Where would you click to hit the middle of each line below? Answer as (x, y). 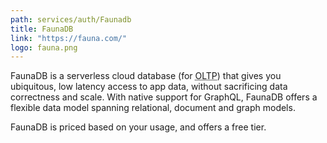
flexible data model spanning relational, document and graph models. (153, 108)
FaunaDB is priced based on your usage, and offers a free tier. (138, 127)
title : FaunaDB (42, 29)
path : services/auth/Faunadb (71, 19)
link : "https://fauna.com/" (69, 38)
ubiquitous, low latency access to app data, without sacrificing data (149, 87)
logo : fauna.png (44, 47)
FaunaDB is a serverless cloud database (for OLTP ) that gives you (146, 76)
